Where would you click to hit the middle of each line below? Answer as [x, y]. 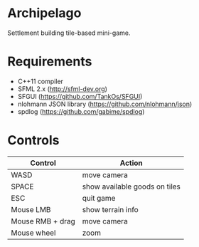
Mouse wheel [33, 233]
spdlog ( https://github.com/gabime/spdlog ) [81, 111]
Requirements [50, 62]
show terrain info [110, 209]
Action [131, 163]
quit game [99, 198]
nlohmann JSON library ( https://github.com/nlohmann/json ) [105, 104]
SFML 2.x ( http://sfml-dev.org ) [63, 89]
